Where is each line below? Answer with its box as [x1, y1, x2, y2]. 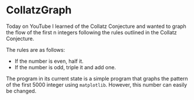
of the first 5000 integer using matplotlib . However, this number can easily [6, 81, 188, 88]
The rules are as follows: [6, 46, 65, 53]
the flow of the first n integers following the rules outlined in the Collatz [6, 28, 177, 35]
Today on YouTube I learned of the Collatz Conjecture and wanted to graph [6, 23, 187, 30]
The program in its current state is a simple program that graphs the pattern [6, 75, 188, 82]
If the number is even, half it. [14, 58, 84, 65]
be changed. [6, 87, 37, 94]
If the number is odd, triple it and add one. [14, 63, 116, 70]
